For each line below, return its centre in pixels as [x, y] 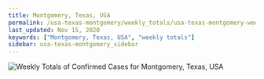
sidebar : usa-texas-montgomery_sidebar [73, 45]
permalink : [26, 23]
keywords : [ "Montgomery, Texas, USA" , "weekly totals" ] [101, 37]
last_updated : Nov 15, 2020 [54, 30]
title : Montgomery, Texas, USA [59, 15]
